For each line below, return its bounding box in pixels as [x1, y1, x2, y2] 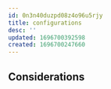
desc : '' [8, 26, 37, 34]
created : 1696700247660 [8, 41, 86, 49]
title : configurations [8, 19, 82, 27]
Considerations [8, 70, 85, 83]
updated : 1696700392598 [8, 33, 86, 42]
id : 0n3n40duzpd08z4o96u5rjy [8, 11, 103, 20]
